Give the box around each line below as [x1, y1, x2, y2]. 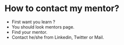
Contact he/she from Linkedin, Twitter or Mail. [11, 34, 104, 40]
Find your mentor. [11, 29, 47, 35]
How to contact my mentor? [4, 3, 120, 14]
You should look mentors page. [11, 24, 75, 30]
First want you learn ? [11, 19, 56, 25]
